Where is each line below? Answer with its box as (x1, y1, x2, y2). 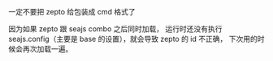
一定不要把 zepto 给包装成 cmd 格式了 (8, 7, 136, 16)
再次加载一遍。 (22, 44, 73, 54)
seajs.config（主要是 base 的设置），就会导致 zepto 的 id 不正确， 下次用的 (8, 35, 258, 43)
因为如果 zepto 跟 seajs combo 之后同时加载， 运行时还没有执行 (8, 24, 223, 34)
